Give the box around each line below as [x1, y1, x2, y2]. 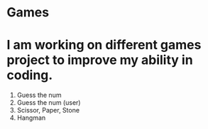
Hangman [16, 113, 46, 122]
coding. [6, 67, 53, 83]
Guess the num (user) [16, 98, 81, 107]
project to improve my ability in [6, 52, 193, 68]
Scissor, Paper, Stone [16, 106, 80, 115]
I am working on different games [6, 37, 202, 53]
